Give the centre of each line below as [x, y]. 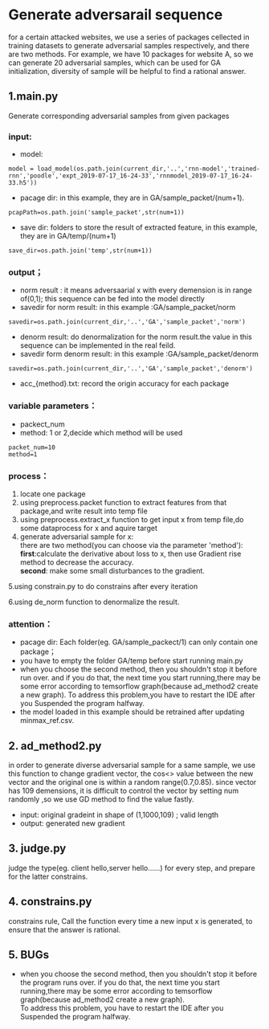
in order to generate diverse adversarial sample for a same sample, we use [132, 766]
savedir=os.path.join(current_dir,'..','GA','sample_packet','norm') [127, 322]
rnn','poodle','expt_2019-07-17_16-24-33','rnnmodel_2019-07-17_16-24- [130, 176]
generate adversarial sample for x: [77, 537]
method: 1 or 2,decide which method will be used [101, 432]
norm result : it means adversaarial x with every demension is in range [136, 290]
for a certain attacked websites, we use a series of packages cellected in [129, 37]
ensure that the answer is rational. [65, 929]
